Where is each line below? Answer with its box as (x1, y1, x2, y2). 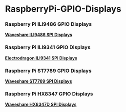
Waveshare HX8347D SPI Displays (5, 101, 77, 108)
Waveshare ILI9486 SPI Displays (5, 32, 72, 37)
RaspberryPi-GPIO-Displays (5, 3, 122, 15)
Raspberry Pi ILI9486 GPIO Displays (5, 21, 92, 28)
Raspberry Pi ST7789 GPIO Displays (5, 67, 92, 74)
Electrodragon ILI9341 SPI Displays (5, 55, 78, 61)
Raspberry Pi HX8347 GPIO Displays (5, 91, 93, 97)
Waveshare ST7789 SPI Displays (5, 78, 72, 84)
